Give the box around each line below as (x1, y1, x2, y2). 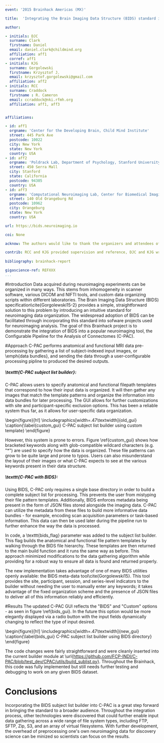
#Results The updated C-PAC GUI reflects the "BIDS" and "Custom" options (5, 603, 158, 609)
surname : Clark (9, 38, 41, 43)
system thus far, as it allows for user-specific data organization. (5, 408, 133, 414)
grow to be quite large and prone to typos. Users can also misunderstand (5, 453, 152, 459)
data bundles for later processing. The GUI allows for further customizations (5, 397, 158, 403)
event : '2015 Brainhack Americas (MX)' (5, 7, 86, 12)
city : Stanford (9, 169, 41, 174)
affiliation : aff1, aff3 (9, 102, 60, 107)
